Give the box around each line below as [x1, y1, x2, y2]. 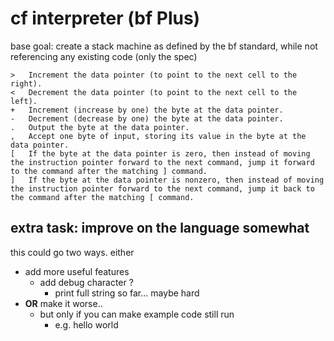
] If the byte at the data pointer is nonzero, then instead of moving [10, 175, 325, 185]
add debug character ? [39, 276, 134, 288]
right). [10, 78, 43, 89]
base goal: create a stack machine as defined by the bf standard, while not [10, 40, 318, 52]
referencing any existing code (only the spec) [10, 50, 198, 62]
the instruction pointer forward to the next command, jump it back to [10, 183, 315, 194]
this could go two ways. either [10, 246, 135, 258]
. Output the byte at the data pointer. [10, 122, 190, 132]
